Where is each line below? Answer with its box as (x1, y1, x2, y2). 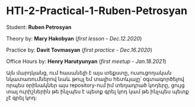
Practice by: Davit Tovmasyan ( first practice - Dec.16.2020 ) (6, 46, 152, 53)
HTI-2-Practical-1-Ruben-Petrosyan (6, 4, 188, 18)
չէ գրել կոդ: (6, 94, 37, 101)
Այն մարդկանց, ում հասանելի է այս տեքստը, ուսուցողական (6, 69, 172, 76)
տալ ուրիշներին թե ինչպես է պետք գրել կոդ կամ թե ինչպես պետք (6, 88, 189, 95)
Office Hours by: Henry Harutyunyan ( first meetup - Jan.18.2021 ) (6, 58, 167, 65)
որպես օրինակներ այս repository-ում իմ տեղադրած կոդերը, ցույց (6, 81, 185, 89)
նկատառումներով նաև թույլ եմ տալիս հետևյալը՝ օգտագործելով (6, 75, 185, 82)
